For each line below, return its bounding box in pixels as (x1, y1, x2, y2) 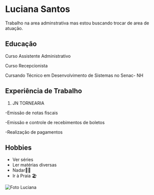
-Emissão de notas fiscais (5, 110, 58, 116)
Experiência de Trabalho (5, 87, 82, 95)
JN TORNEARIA (12, 100, 45, 106)
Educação (5, 40, 37, 48)
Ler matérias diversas (12, 162, 57, 168)
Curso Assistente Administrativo (5, 53, 71, 59)
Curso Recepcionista (5, 62, 48, 68)
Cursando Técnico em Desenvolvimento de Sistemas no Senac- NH (5, 72, 144, 78)
